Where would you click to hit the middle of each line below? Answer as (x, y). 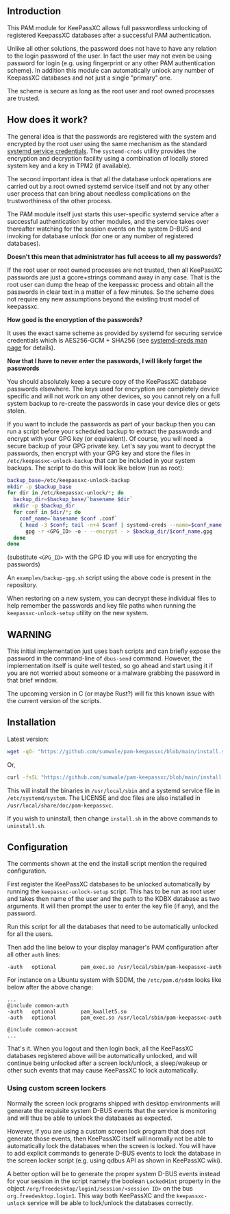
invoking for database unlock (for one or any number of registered (100, 236)
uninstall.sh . (26, 825)
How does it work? (48, 120)
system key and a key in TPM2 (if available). (69, 165)
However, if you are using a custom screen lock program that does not (106, 1131)
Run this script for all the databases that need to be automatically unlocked (113, 927)
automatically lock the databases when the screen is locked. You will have (112, 1145)
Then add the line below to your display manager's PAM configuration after (113, 948)
